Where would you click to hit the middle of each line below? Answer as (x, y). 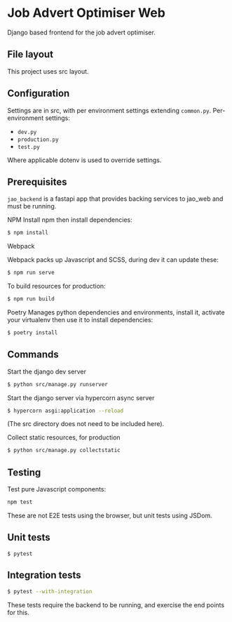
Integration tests (45, 575)
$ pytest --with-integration (50, 591)
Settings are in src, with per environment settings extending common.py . (109, 110)
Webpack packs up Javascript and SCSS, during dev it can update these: (113, 260)
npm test (20, 502)
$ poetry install (33, 333)
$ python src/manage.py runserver (58, 384)
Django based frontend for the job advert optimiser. (81, 32)
